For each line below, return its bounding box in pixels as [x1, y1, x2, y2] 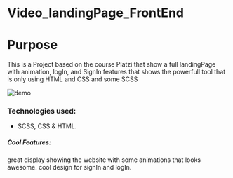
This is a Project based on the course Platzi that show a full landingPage [7, 60, 216, 69]
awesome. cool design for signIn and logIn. [7, 163, 132, 172]
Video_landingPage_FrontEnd [7, 5, 185, 21]
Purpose [7, 37, 58, 53]
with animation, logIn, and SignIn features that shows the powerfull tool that [7, 68, 226, 76]
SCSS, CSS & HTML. [17, 122, 77, 130]
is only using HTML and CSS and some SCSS [7, 75, 138, 83]
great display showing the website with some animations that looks [7, 156, 201, 164]
